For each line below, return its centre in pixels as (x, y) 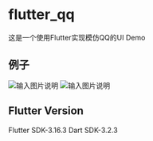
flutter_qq (41, 15)
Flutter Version (46, 111)
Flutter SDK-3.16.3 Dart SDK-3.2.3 (63, 130)
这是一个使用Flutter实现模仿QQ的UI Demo (77, 37)
